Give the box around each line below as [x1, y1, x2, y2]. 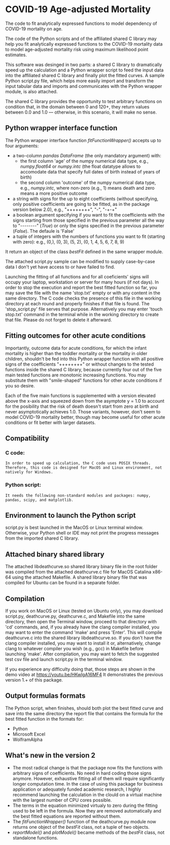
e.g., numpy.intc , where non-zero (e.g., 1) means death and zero [20, 185, 155, 191]
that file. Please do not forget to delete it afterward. [5, 316, 112, 323]
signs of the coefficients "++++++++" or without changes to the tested [5, 361, 154, 367]
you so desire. [5, 382, 35, 389]
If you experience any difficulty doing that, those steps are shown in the [5, 666, 156, 672]
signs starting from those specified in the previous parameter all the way [12, 217, 165, 223]
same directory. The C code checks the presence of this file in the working [5, 295, 161, 301]
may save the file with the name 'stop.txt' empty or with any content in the [5, 290, 161, 296]
